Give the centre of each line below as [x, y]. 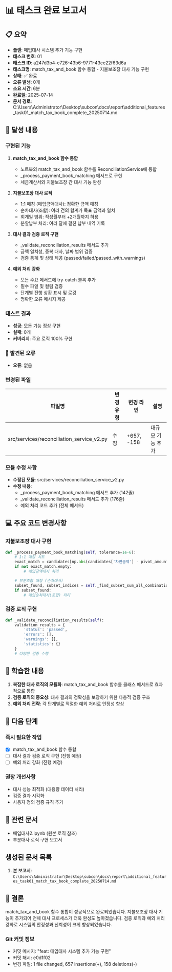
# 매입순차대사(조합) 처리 [47, 595]
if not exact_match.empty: [43, 567]
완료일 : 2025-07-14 [33, 95]
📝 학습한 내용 [25, 671]
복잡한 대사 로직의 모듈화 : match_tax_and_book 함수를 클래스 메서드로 [83, 684]
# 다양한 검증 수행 [31, 654]
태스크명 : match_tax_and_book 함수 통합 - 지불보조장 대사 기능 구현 [81, 69]
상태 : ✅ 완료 [25, 76]
